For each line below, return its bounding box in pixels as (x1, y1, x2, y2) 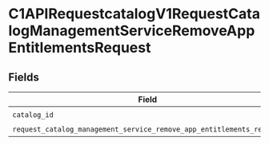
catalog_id (12, 110, 54, 120)
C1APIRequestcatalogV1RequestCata (8, 5, 260, 23)
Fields (8, 70, 40, 84)
